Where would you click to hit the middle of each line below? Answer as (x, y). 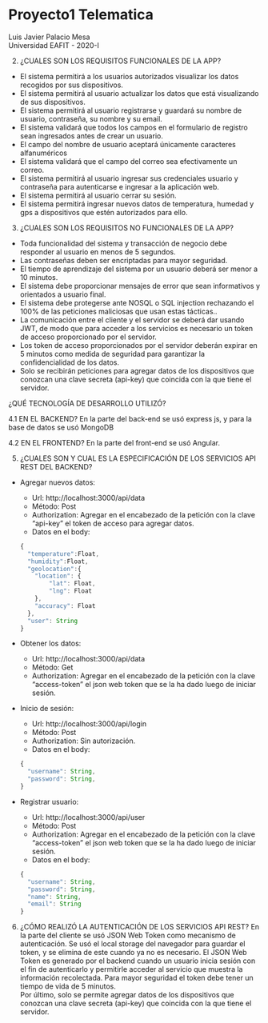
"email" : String (54, 904)
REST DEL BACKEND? (56, 466)
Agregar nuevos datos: (58, 482)
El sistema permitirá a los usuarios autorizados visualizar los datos (129, 76)
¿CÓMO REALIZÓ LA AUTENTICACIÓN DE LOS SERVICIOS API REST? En (140, 927)
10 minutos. (39, 277)
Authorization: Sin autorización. (84, 741)
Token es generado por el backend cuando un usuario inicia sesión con (138, 961)
